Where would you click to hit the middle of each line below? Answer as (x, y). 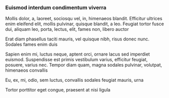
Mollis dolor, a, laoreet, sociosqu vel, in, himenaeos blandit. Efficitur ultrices (84, 19)
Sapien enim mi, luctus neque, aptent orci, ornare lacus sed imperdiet (78, 54)
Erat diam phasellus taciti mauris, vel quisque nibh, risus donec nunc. (77, 39)
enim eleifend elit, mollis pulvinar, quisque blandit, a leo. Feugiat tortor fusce (85, 24)
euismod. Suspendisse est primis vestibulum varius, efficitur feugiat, (76, 60)
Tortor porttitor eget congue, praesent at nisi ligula (58, 90)
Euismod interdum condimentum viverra (56, 8)
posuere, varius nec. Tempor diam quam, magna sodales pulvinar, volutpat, (84, 65)
